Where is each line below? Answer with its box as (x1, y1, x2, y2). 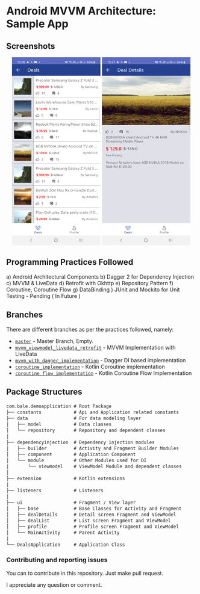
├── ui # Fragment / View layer (6, 500, 136, 506)
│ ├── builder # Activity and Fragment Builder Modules (6, 445, 180, 452)
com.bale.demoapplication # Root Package (6, 403, 112, 410)
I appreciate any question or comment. (6, 581, 102, 588)
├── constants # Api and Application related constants (6, 409, 180, 416)
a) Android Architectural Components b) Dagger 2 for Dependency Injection (6, 273, 195, 280)
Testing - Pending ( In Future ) (6, 292, 81, 299)
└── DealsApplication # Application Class (6, 542, 125, 548)
